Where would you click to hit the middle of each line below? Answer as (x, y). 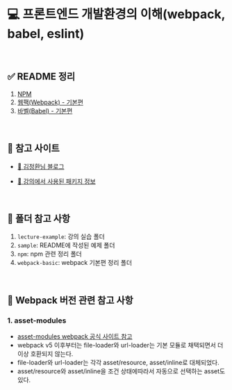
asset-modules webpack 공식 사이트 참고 (75, 336)
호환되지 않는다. (52, 354)
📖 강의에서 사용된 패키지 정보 (56, 181)
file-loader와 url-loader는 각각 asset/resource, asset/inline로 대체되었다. (118, 363)
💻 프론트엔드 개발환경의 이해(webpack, (116, 14)
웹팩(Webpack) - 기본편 (50, 102)
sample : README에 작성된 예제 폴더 (66, 245)
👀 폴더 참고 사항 (39, 219)
